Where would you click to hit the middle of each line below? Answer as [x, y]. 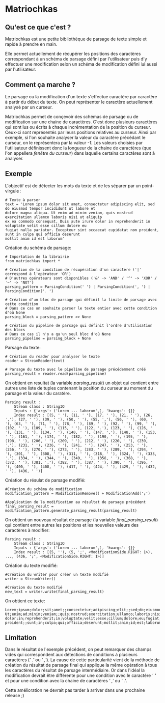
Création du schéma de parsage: [38, 248]
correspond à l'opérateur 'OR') [38, 274]
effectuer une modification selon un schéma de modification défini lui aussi [81, 64]
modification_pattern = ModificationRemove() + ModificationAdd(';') [78, 493]
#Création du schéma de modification [44, 489]
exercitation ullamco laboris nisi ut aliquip [54, 217]
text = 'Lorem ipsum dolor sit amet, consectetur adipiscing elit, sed [80, 204]
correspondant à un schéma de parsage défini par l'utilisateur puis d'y [76, 59]
